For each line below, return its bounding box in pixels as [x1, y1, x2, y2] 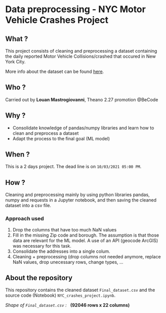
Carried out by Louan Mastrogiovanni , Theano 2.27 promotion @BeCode [5, 96, 158, 102]
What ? [5, 34, 28, 43]
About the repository [5, 273, 72, 282]
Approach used [5, 215, 44, 222]
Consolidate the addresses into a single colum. [12, 248, 110, 254]
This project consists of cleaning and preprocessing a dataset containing [5, 48, 157, 54]
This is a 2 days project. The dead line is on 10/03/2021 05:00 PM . [5, 164, 142, 170]
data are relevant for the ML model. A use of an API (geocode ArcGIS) [12, 237, 158, 244]
